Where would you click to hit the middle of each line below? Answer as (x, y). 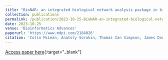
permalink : (16, 19)
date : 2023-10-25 (23, 24)
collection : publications (32, 14)
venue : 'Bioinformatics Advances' (41, 28)
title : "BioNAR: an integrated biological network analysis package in (81, 10)
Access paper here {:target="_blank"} (43, 52)
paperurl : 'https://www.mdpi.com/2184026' (50, 33)
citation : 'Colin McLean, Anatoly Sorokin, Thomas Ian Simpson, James (80, 38)
